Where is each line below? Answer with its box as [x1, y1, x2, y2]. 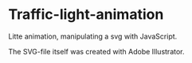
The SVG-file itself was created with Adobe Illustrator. [8, 46, 185, 56]
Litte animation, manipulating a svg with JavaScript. [8, 31, 178, 41]
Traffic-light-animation [8, 6, 164, 24]
